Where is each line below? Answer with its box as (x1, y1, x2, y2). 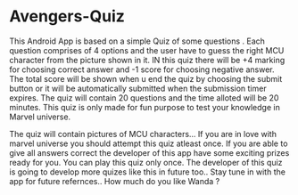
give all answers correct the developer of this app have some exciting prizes (9, 147, 290, 158)
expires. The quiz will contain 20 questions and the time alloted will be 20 (9, 92, 279, 103)
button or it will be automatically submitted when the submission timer (9, 83, 267, 93)
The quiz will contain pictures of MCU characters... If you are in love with (9, 128, 277, 139)
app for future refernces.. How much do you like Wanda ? (9, 175, 220, 186)
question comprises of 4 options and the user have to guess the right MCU (9, 45, 285, 55)
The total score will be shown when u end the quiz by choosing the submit (9, 73, 283, 84)
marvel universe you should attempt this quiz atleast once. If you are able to (9, 138, 288, 149)
